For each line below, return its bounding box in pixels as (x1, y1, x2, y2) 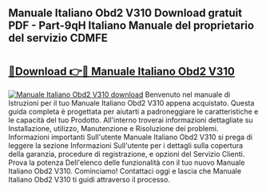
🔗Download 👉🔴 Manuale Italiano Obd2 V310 (8, 64, 236, 78)
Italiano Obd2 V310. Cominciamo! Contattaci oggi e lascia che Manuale (8, 166, 242, 175)
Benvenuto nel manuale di (145, 90, 231, 99)
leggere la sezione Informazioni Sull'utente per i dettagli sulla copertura (8, 141, 244, 150)
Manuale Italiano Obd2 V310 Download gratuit (8, 6, 242, 20)
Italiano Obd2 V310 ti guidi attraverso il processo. (8, 175, 170, 184)
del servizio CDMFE (8, 31, 108, 45)
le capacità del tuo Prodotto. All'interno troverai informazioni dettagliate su (8, 115, 253, 125)
